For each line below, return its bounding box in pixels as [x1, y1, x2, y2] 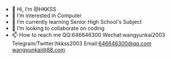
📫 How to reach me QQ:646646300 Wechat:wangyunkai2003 [11, 32, 166, 38]
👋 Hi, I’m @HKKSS [11, 6, 56, 13]
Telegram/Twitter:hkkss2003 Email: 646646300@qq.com [11, 40, 152, 47]
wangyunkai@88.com [11, 46, 65, 53]
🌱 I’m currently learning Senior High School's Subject [11, 18, 142, 25]
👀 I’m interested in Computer [11, 12, 82, 19]
